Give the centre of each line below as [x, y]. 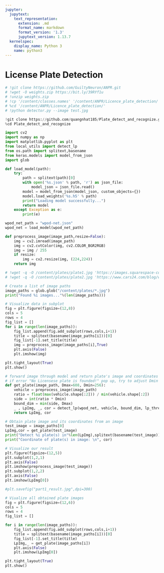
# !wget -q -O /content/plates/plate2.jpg [49, 277]
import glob [17, 160]
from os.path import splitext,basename [46, 151]
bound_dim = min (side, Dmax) [43, 403]
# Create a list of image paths [38, 286]
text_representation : [36, 19]
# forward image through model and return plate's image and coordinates [82, 376]
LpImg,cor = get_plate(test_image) [41, 431]
